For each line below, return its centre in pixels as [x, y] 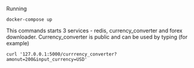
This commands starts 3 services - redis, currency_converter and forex [94, 30]
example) [18, 43]
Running [17, 9]
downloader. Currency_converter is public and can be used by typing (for [97, 37]
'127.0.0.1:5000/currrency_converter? [68, 54]
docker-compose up [29, 20]
